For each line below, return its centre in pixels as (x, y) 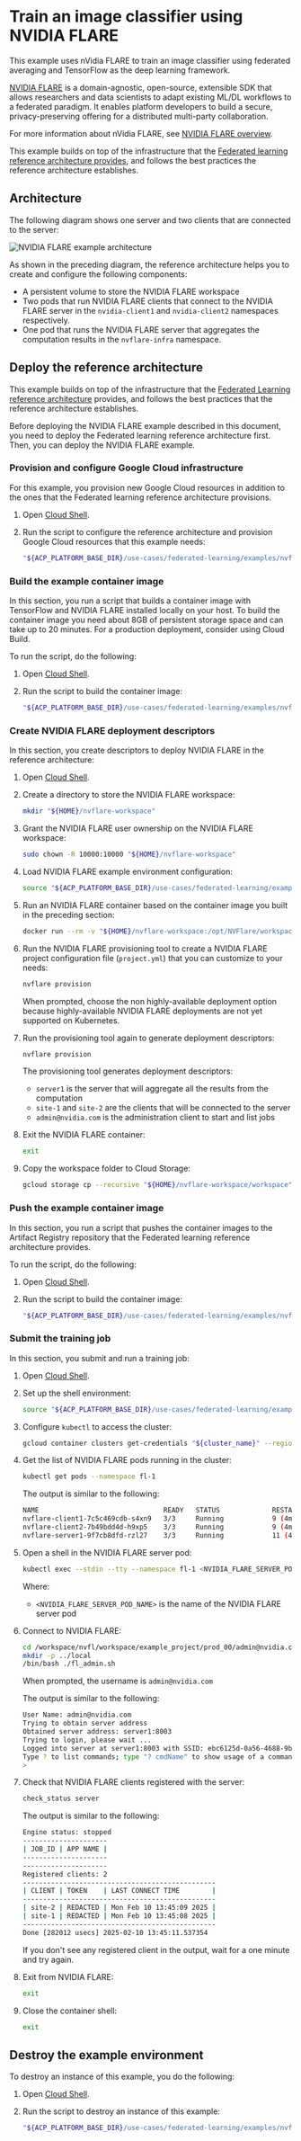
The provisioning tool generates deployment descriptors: (128, 1071)
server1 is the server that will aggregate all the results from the (152, 1089)
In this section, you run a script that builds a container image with (130, 601)
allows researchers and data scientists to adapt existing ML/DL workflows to (150, 97)
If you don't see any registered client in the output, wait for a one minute (156, 1949)
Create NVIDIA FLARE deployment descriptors (112, 730)
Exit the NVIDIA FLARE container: (84, 1135)
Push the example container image (87, 1209)
